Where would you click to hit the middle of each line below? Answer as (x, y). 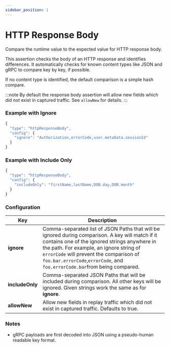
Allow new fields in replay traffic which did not (97, 302)
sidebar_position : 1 (27, 10)
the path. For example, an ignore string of (92, 248)
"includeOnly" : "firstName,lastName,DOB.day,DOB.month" (75, 185)
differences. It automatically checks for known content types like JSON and (84, 64)
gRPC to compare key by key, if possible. (48, 69)
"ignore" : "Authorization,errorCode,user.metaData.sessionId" (81, 138)
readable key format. (34, 340)
